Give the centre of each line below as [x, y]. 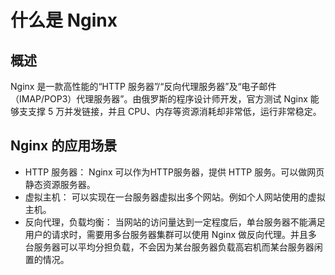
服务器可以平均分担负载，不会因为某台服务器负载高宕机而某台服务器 [174, 247]
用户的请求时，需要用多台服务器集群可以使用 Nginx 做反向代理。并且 [166, 234]
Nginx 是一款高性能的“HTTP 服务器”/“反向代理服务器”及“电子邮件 [143, 86]
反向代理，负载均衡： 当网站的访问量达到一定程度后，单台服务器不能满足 [175, 222]
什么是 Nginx [64, 20]
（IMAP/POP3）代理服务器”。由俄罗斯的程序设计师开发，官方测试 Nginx [159, 99]
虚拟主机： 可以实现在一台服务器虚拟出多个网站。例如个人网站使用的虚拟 [175, 197]
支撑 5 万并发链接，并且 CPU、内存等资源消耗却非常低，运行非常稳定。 [174, 111]
